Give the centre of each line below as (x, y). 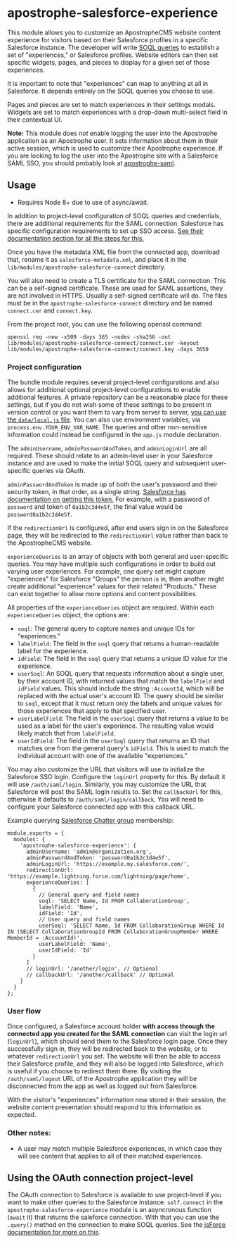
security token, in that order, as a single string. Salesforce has (97, 492)
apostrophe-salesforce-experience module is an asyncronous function (110, 1210)
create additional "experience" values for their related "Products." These (112, 586)
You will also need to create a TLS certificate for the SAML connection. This (117, 280)
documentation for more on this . (54, 1232)
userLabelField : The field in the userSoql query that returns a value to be (123, 719)
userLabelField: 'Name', (75, 945)
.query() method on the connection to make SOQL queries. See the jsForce (117, 1225)
